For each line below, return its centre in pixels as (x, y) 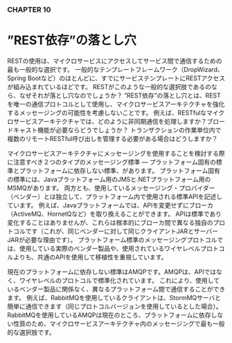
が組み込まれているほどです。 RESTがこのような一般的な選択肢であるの (109, 86)
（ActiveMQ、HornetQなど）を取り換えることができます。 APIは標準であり (115, 214)
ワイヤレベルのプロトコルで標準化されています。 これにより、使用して (119, 280)
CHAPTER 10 (29, 10)
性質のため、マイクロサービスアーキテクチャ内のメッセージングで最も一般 (119, 324)
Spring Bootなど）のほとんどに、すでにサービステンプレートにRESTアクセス (116, 78)
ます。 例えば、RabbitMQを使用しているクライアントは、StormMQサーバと (114, 297)
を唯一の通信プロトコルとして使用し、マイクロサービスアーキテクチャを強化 (116, 104)
